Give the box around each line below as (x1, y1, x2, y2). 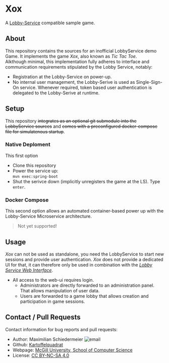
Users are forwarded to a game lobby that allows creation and (20, 293, 149, 299)
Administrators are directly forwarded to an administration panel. (20, 282, 155, 288)
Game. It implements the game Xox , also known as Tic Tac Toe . (5, 53, 137, 59)
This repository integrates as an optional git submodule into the (5, 118, 137, 124)
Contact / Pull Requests (5, 313, 81, 322)
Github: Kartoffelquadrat (12, 341, 63, 347)
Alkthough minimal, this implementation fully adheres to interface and (5, 59, 150, 65)
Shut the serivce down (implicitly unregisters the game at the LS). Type (12, 178, 160, 184)
